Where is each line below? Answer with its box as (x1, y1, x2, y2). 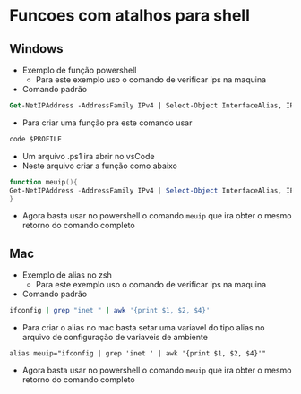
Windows (9, 41, 64, 56)
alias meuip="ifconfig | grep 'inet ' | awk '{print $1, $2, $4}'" (9, 349, 267, 358)
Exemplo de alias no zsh (21, 270, 112, 280)
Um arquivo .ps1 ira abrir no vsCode (21, 150, 155, 161)
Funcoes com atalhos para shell (9, 5, 251, 26)
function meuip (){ (9, 177, 78, 186)
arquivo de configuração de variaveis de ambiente (21, 332, 209, 343)
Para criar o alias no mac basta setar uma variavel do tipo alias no (21, 322, 265, 333)
